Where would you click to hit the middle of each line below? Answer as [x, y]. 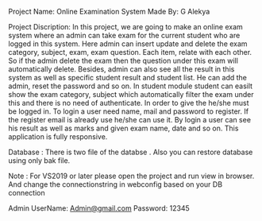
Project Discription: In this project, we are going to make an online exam [126, 27]
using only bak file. [39, 161]
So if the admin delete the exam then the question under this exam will [123, 60]
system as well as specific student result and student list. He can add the [128, 78]
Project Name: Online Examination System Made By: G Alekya [109, 12]
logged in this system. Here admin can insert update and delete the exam [128, 44]
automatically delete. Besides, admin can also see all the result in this [121, 69]
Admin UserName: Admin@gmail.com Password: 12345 [99, 208]
